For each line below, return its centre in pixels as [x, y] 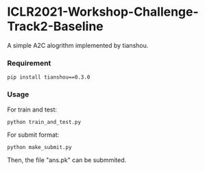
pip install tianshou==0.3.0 [49, 77]
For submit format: [33, 135]
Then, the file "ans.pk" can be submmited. [67, 160]
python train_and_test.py [44, 122]
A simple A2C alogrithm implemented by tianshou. [78, 45]
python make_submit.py [39, 147]
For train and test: [32, 109]
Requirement [29, 63]
